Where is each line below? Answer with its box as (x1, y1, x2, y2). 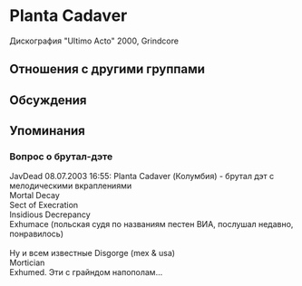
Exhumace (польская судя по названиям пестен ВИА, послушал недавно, (9, 219, 294, 230)
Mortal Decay (9, 190, 61, 201)
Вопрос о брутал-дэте (9, 150, 113, 163)
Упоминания (9, 123, 86, 138)
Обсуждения (9, 92, 87, 108)
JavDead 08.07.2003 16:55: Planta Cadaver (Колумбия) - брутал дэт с (9, 171, 275, 182)
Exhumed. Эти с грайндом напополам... (9, 267, 163, 278)
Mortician (9, 257, 45, 268)
